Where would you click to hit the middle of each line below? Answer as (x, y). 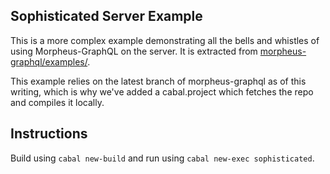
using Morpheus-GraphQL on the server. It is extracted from (134, 51)
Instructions (49, 134)
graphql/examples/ (49, 61)
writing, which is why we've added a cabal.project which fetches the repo (162, 91)
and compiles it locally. (57, 102)
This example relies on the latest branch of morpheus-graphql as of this (158, 81)
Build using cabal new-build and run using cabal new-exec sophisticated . (162, 158)
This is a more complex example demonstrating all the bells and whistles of (165, 40)
